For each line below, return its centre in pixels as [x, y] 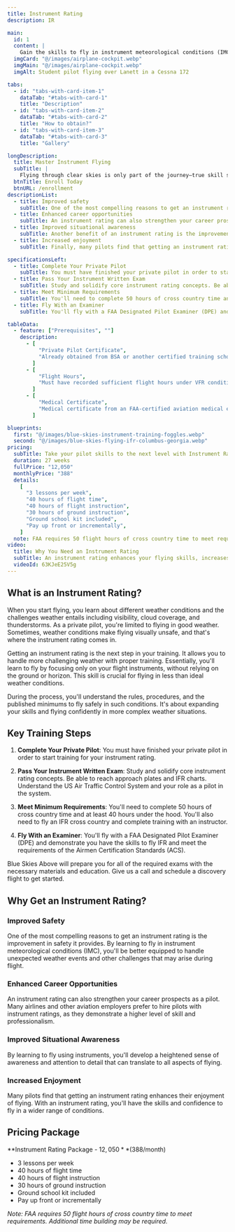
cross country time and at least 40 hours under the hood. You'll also [115, 814]
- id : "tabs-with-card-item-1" [59, 91]
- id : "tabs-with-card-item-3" [59, 130]
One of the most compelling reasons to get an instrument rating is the [107, 936]
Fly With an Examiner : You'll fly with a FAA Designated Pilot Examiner [118, 835]
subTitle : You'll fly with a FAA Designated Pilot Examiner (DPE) [119, 311]
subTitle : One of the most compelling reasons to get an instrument [122, 208]
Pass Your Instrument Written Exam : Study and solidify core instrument [121, 771]
